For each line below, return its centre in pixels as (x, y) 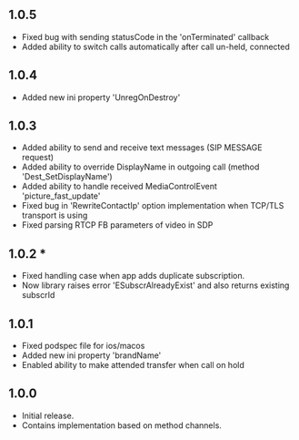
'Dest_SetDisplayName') (67, 177)
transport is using (55, 215)
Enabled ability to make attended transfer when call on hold (133, 365)
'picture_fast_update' (61, 196)
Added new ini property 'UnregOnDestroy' (101, 97)
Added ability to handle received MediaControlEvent (119, 187)
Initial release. (48, 415)
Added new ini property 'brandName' (91, 355)
